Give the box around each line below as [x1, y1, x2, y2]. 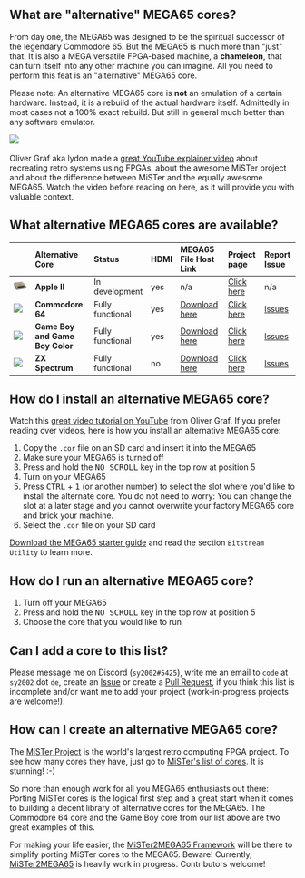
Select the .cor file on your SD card [22, 520, 156, 531]
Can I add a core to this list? [9, 643, 169, 658]
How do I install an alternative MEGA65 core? [9, 392, 270, 407]
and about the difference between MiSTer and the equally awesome [9, 171, 263, 182]
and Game [34, 330, 75, 341]
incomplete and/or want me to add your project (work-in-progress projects [9, 687, 289, 698]
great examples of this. [9, 821, 95, 833]
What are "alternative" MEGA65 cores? [9, 7, 237, 23]
